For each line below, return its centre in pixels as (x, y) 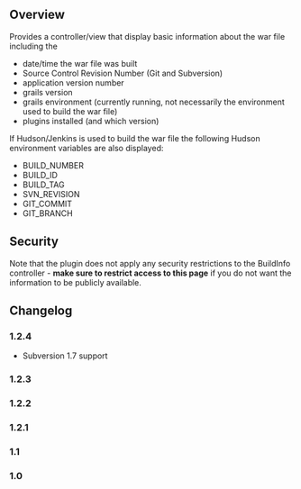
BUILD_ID (40, 175)
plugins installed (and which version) (91, 121)
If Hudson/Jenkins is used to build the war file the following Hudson (135, 138)
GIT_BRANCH (48, 213)
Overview (37, 15)
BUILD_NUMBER (53, 165)
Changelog (41, 311)
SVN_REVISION (51, 194)
